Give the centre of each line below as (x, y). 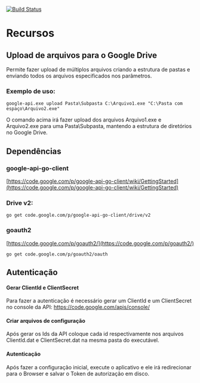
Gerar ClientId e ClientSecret (43, 287)
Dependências (34, 151)
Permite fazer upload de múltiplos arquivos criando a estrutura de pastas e (98, 69)
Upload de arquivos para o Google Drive (81, 55)
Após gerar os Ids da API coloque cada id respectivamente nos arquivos (95, 334)
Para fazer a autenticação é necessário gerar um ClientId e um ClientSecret (99, 301)
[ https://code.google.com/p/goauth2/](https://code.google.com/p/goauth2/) (100, 243)
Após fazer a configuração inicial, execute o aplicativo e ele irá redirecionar (99, 367)
